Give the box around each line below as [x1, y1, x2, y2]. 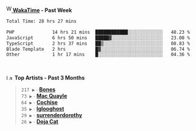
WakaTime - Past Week [13, 7, 72, 14]
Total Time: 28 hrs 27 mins [6, 18, 77, 24]
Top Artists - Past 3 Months [14, 74, 85, 81]
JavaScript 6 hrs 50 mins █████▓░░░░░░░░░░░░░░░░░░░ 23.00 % [6, 34, 190, 41]
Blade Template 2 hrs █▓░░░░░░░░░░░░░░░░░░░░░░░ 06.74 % [6, 46, 190, 52]
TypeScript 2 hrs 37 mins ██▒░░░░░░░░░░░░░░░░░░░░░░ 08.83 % [6, 40, 190, 46]
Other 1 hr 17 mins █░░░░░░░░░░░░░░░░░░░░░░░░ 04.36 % [6, 51, 190, 58]
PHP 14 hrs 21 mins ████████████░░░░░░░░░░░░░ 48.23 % [6, 29, 190, 35]
